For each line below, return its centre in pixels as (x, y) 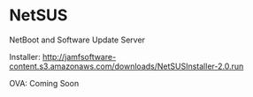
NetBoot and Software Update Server (77, 40)
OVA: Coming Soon (44, 83)
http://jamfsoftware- (80, 56)
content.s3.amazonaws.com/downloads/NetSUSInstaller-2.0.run (126, 66)
